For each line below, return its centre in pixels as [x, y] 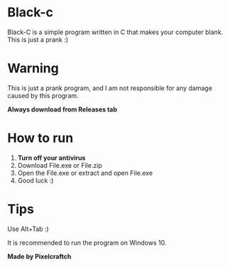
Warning [33, 69]
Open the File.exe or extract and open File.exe [85, 173]
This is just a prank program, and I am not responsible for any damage [110, 88]
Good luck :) [35, 180]
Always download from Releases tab [62, 109]
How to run [40, 138]
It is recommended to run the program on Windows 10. [87, 242]
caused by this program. [43, 95]
